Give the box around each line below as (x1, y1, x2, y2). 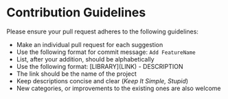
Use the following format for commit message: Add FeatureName (16, 48, 196, 56)
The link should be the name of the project (16, 70, 137, 78)
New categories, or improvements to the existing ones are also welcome (16, 84, 221, 92)
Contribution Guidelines (6, 5, 146, 20)
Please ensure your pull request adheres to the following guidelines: (6, 27, 198, 36)
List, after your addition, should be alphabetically (16, 55, 155, 63)
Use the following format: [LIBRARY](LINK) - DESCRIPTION (16, 62, 183, 70)
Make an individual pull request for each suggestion (16, 40, 163, 48)
